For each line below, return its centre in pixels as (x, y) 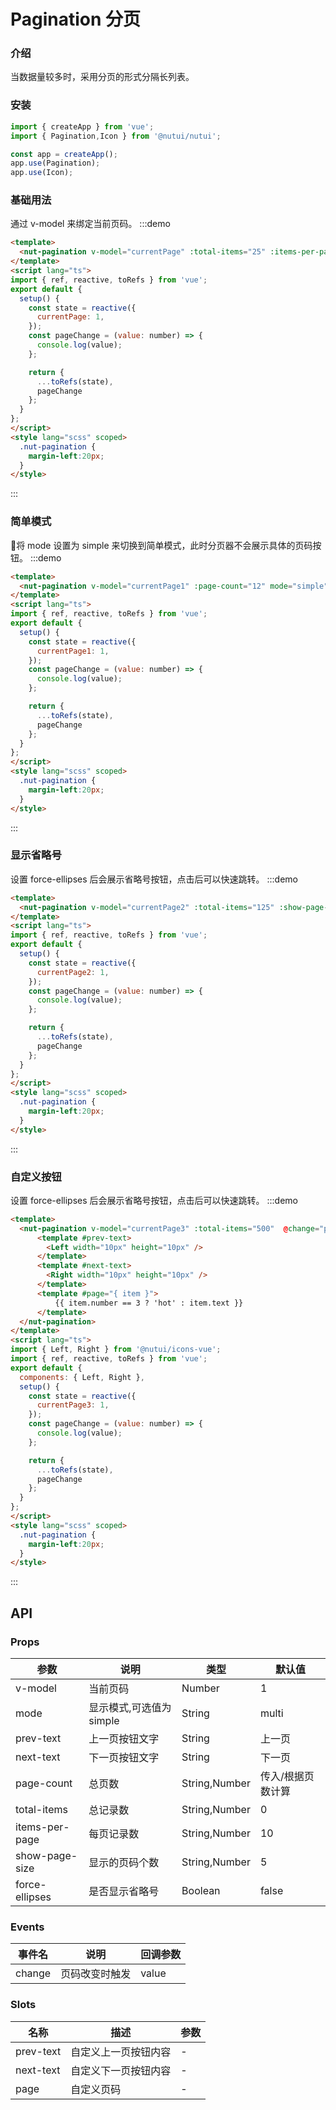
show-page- (46, 1856)
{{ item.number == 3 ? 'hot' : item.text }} (149, 1303)
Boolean (201, 1891)
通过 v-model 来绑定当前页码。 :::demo (90, 224)
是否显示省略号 (124, 1892)
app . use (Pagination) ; (55, 163)
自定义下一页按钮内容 (121, 2070)
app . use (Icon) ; (42, 173)
